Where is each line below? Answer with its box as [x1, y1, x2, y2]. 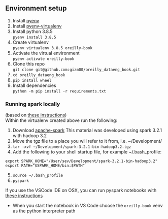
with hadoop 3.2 [12, 133, 47, 139]
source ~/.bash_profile [12, 173, 63, 178]
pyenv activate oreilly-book [12, 56, 75, 61]
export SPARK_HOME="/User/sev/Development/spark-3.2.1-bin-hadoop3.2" [5, 159, 158, 164]
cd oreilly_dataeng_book [12, 72, 65, 78]
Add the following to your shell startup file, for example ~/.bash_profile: [12, 149, 161, 155]
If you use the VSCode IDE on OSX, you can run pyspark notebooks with [5, 187, 157, 194]
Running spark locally [5, 100, 60, 107]
